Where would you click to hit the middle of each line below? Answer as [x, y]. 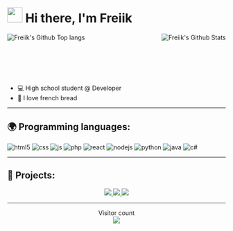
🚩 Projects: [31, 175]
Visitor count [116, 213]
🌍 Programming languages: [69, 127]
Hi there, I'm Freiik [79, 18]
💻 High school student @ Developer [69, 88]
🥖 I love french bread [47, 98]
